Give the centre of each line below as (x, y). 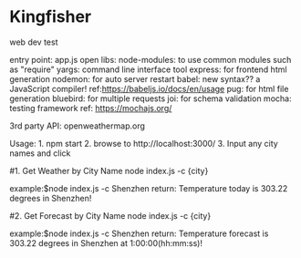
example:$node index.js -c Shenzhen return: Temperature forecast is (139, 233)
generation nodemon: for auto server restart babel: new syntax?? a (135, 78)
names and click (40, 153)
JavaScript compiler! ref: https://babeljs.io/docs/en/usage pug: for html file (149, 88)
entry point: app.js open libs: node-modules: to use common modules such (150, 59)
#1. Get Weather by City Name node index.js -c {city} (109, 170)
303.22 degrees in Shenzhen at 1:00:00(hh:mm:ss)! (106, 243)
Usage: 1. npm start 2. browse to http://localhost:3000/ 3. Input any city (144, 143)
